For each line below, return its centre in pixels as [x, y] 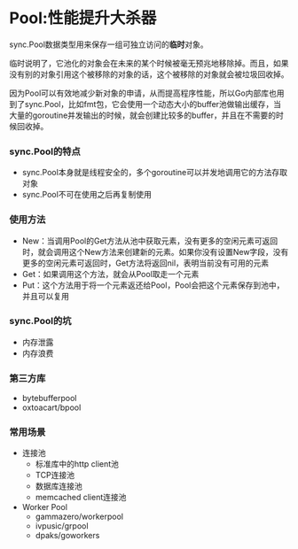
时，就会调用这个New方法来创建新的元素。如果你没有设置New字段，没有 [155, 251]
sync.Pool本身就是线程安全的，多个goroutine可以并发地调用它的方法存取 [155, 173]
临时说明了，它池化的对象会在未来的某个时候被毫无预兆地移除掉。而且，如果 [149, 63]
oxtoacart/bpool [51, 407]
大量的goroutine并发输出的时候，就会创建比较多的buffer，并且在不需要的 [143, 115]
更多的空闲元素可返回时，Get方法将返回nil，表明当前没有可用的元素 [145, 263]
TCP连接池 [55, 476]
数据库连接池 [59, 486]
